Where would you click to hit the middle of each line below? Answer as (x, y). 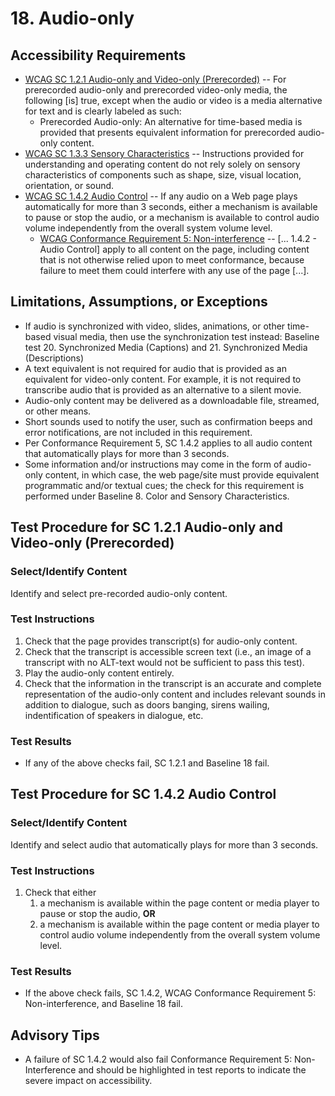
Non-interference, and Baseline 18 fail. (104, 1004)
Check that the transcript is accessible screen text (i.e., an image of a (168, 651)
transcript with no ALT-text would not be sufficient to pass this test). (164, 662)
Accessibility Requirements (98, 55)
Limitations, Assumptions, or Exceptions (139, 302)
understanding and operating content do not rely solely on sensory (162, 164)
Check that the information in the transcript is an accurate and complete (173, 683)
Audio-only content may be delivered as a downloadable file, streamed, (172, 400)
